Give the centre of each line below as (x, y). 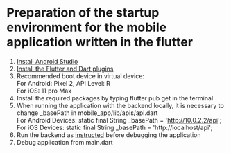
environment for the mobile (87, 27)
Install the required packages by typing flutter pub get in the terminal (115, 98)
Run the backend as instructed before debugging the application (109, 135)
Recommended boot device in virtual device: (80, 76)
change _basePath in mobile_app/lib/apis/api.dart (87, 113)
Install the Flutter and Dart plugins (65, 69)
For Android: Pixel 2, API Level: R (63, 83)
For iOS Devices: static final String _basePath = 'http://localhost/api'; (114, 127)
